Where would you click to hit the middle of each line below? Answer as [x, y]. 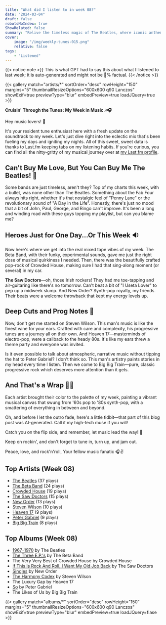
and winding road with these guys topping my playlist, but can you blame [80, 214]
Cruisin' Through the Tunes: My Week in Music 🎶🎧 [59, 110]
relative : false [31, 46]
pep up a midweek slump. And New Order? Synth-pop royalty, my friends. [80, 290]
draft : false [19, 19]
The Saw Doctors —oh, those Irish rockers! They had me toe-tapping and [80, 280]
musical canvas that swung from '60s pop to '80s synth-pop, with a [74, 402]
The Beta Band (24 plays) [38, 486]
